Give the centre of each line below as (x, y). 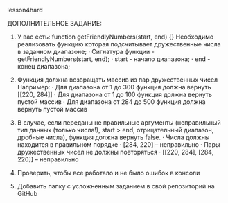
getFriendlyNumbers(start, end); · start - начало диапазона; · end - (114, 59)
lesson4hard (25, 10)
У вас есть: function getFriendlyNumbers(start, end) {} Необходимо (115, 37)
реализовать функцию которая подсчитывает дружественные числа (119, 44)
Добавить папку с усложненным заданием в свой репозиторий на (116, 186)
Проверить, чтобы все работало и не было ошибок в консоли (108, 173)
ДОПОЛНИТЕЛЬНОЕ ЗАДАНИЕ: (55, 23)
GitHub (27, 194)
